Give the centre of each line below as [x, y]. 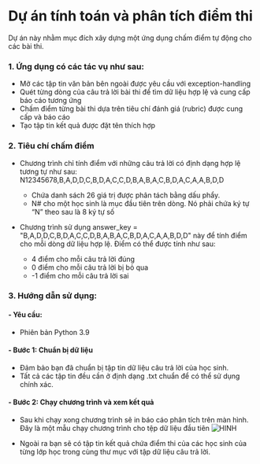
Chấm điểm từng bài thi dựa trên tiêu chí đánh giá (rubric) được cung [131, 109]
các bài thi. [26, 46]
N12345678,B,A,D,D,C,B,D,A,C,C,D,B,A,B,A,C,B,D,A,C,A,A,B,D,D [122, 179]
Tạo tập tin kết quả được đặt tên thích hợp [87, 126]
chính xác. [36, 384]
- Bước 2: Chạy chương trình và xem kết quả [81, 402]
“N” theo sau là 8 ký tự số [73, 212]
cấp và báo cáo [45, 117]
